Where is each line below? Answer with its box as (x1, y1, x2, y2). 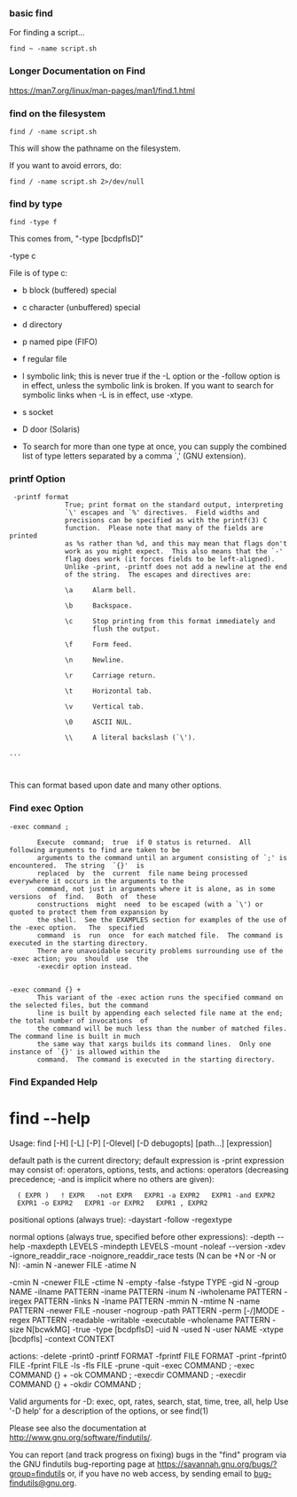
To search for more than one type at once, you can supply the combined (21, 442, 287, 452)
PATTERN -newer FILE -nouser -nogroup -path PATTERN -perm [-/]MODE (9, 1305, 279, 1315)
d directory (21, 319, 63, 330)
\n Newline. (65, 655, 125, 665)
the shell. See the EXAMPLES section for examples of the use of (36, 915, 288, 924)
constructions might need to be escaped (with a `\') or (36, 899, 264, 909)
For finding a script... (9, 27, 86, 38)
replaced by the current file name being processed (36, 868, 248, 878)
